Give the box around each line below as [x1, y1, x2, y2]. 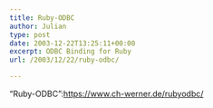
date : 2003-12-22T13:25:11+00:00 [9, 38, 136, 48]
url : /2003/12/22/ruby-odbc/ [9, 55, 120, 64]
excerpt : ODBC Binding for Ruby [9, 47, 131, 56]
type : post [9, 30, 51, 39]
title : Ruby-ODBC [9, 13, 75, 23]
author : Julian [9, 22, 67, 31]
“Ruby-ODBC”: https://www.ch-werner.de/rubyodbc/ [9, 88, 204, 99]
